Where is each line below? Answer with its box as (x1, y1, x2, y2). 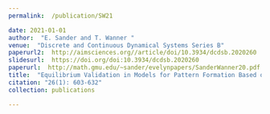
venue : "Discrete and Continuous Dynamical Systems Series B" (8, 41, 225, 49)
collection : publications (8, 86, 95, 94)
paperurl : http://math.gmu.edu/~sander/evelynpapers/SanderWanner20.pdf (8, 63, 261, 72)
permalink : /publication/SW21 (8, 11, 113, 20)
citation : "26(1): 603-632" (8, 78, 103, 87)
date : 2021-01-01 (8, 26, 67, 35)
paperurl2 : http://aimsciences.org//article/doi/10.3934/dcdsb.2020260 (8, 49, 257, 57)
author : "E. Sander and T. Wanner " (8, 34, 135, 42)
